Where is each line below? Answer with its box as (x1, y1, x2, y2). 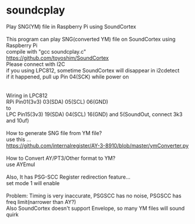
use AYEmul (6, 160, 35, 168)
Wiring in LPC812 (6, 92, 48, 99)
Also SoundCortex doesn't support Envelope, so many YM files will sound (6, 205, 185, 212)
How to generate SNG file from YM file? (6, 129, 102, 136)
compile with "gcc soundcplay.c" (6, 48, 87, 55)
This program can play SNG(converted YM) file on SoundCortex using (6, 35, 176, 42)
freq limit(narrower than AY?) (6, 198, 77, 205)
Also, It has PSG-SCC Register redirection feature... (6, 173, 131, 180)
